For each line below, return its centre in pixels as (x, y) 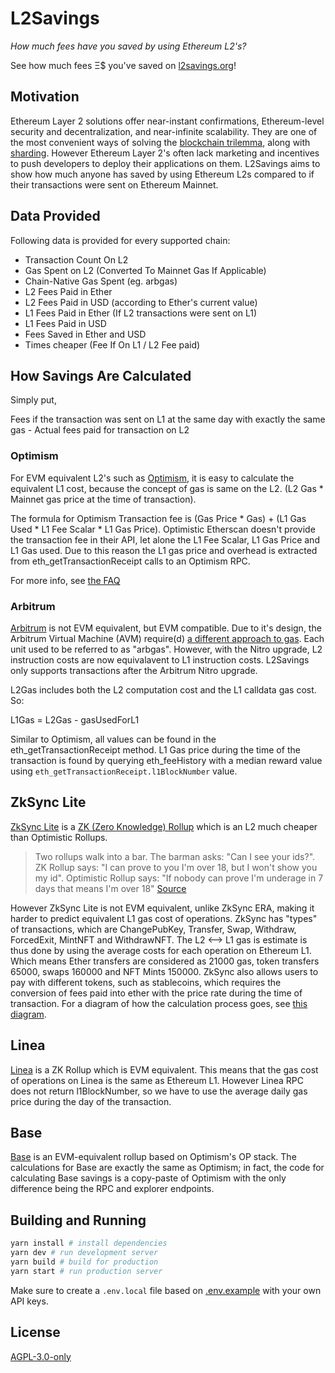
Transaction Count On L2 (76, 259)
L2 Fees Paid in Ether (68, 291)
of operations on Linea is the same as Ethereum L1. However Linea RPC (157, 1080)
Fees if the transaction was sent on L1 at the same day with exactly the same (168, 419)
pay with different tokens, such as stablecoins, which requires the (146, 982)
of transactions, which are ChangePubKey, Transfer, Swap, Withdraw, (153, 929)
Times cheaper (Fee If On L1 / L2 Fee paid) (112, 344)
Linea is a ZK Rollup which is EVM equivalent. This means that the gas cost (164, 1069)
